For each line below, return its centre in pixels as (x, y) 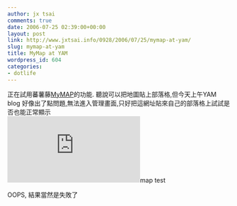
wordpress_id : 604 (34, 60)
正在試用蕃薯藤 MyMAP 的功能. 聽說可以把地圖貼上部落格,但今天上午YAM (112, 94)
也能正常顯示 (32, 112)
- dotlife (22, 73)
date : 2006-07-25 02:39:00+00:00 (57, 27)
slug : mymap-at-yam (36, 47)
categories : (25, 67)
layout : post (27, 34)
